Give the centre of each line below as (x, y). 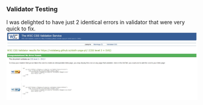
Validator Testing (32, 9)
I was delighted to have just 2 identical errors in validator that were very (96, 22)
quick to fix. (21, 29)
